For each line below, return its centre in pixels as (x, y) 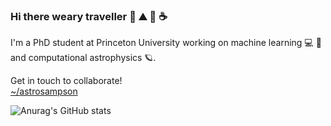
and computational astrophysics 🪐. (83, 58)
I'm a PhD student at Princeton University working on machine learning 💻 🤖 (166, 43)
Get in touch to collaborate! (66, 81)
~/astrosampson (44, 91)
